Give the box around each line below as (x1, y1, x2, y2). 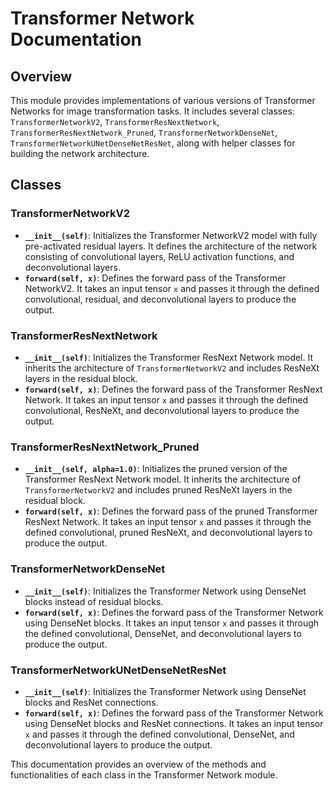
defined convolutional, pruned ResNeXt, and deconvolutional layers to (24, 527, 313, 539)
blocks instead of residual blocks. (24, 595, 164, 607)
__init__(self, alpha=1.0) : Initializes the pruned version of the (24, 463, 288, 475)
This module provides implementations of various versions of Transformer (10, 95, 316, 106)
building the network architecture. (10, 148, 150, 159)
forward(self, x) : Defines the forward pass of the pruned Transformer (24, 505, 318, 517)
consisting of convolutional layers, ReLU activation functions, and (24, 250, 295, 262)
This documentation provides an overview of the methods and (10, 758, 267, 770)
